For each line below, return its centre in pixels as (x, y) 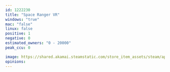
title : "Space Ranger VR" (32, 15)
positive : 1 (18, 33)
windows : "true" (22, 19)
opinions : (16, 61)
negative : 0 (18, 39)
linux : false (19, 29)
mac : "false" (19, 24)
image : (12, 57)
